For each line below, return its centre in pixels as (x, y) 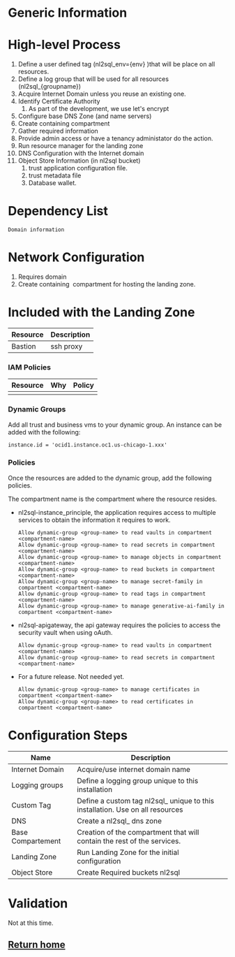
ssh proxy (67, 346)
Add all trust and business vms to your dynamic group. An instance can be (115, 425)
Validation (38, 903)
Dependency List (58, 211)
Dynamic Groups (37, 409)
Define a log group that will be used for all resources (93, 79)
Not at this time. (31, 923)
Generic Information (68, 13)
